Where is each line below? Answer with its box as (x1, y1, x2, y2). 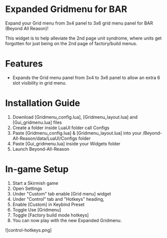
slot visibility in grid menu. (12, 80, 67, 86)
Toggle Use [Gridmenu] (12, 206, 61, 212)
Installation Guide (5, 98, 80, 109)
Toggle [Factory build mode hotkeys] (12, 212, 89, 218)
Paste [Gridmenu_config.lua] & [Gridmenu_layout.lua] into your (12, 130, 142, 136)
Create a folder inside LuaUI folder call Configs (12, 124, 110, 131)
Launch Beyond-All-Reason (12, 146, 70, 152)
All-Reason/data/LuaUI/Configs (12, 135, 78, 141)
